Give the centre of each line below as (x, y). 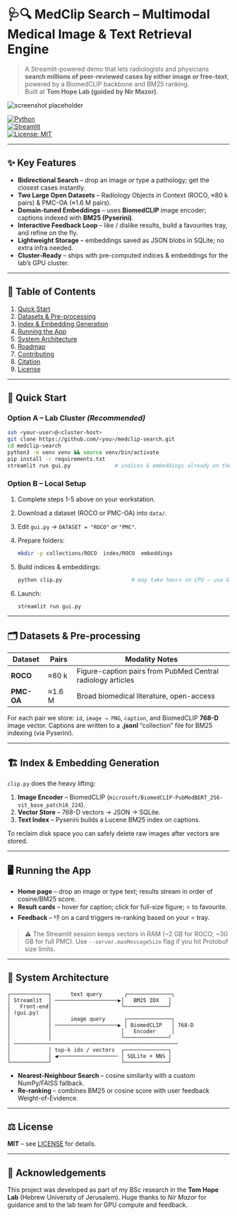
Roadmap (31, 346)
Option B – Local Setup (47, 484)
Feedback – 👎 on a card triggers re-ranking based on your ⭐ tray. (114, 917)
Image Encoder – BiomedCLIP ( (63, 797)
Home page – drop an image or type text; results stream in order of (115, 891)
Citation (29, 361)
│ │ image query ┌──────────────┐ (91, 1019)
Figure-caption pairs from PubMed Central (147, 671)
